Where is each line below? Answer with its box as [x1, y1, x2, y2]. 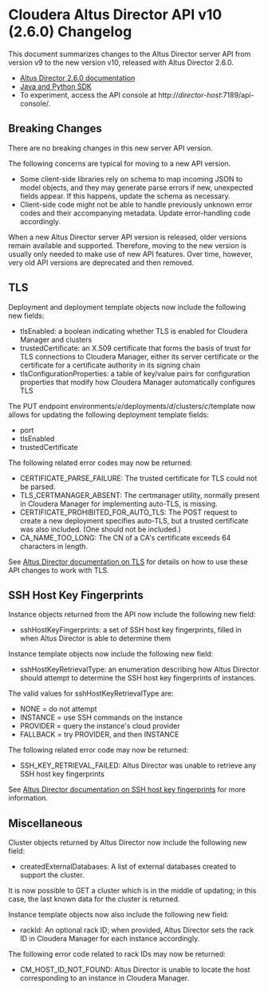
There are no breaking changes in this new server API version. [8, 142, 213, 153]
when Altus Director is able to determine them [19, 634, 171, 644]
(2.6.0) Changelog [8, 22, 132, 41]
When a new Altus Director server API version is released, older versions [8, 232, 247, 242]
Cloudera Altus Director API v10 [8, 6, 223, 24]
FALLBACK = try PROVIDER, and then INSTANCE [19, 730, 179, 740]
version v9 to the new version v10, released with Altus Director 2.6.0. [8, 58, 234, 67]
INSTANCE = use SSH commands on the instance [19, 712, 183, 722]
